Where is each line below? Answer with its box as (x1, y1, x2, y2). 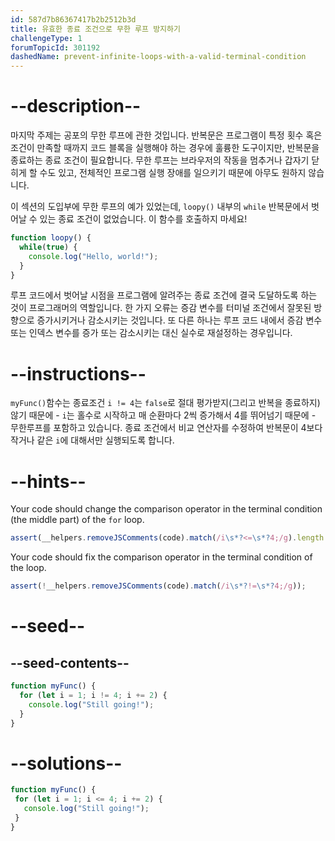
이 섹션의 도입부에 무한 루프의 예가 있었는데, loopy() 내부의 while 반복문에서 (10, 201, 310, 213)
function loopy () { (10, 233, 92, 243)
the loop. (10, 562, 47, 574)
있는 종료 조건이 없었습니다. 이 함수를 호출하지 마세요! (39, 213, 248, 225)
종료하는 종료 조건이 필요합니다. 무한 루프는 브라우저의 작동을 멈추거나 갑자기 (10, 154, 310, 166)
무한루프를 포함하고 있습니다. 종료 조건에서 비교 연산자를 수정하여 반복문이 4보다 (10, 422, 323, 434)
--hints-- (10, 470, 87, 493)
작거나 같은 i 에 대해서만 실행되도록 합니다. (10, 434, 175, 446)
